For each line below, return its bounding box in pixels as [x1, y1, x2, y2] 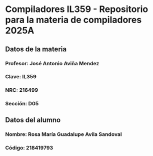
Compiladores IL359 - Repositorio [5, 4, 148, 15]
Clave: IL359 [5, 73, 36, 80]
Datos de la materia [5, 45, 66, 53]
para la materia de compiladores [5, 14, 142, 26]
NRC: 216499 [5, 87, 38, 94]
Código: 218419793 [5, 144, 53, 151]
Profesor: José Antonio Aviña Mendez [5, 60, 99, 67]
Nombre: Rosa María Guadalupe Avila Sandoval [5, 130, 122, 137]
